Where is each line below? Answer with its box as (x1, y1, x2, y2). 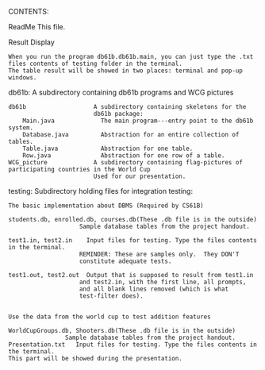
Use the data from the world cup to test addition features (8, 313, 212, 321)
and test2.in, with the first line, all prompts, (79, 278, 247, 286)
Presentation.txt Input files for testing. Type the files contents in (8, 341, 258, 349)
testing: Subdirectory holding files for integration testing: (8, 187, 193, 195)
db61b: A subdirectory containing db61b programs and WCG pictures (8, 87, 234, 97)
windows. (8, 74, 37, 82)
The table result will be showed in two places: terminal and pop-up (8, 67, 244, 75)
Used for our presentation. (93, 172, 186, 180)
